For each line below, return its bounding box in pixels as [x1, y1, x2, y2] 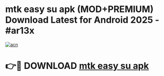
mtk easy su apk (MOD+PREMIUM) [5, 4, 154, 15]
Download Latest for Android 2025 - [5, 14, 159, 26]
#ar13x [5, 25, 35, 36]
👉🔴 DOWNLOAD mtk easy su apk [5, 60, 149, 71]
